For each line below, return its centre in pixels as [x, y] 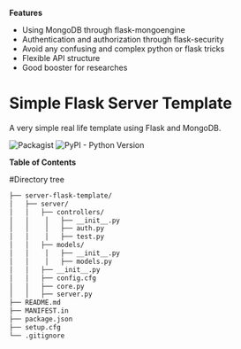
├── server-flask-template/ [61, 195]
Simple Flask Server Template [120, 103]
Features [26, 13]
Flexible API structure [61, 58]
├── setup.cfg [35, 327]
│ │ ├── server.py [51, 295]
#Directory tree [37, 179]
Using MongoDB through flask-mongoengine [103, 30]
